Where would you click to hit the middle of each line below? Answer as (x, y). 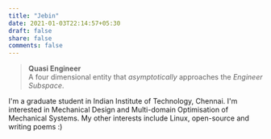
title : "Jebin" (34, 16)
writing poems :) (35, 127)
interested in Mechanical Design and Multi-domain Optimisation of (118, 110)
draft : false (30, 31)
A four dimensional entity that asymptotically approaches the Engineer (145, 77)
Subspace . (46, 86)
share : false (30, 38)
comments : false (35, 46)
